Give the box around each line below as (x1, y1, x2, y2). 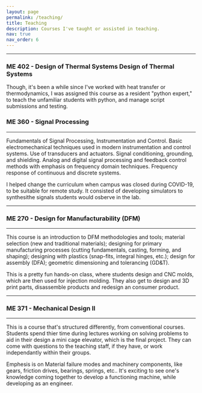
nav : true (6, 31, 31, 37)
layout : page (6, 8, 39, 15)
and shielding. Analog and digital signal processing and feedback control (6, 156, 187, 163)
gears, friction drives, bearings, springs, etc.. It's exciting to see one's (6, 367, 179, 374)
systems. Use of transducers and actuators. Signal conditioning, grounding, (6, 150, 194, 157)
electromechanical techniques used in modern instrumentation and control (6, 143, 191, 150)
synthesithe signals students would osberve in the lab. (6, 193, 141, 200)
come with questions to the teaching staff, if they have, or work (6, 342, 163, 350)
